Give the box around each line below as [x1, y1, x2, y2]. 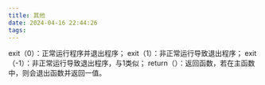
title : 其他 [8, 11, 45, 20]
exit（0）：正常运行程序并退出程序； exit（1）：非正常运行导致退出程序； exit [8, 49, 257, 58]
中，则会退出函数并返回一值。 [8, 68, 106, 78]
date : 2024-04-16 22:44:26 [8, 19, 98, 27]
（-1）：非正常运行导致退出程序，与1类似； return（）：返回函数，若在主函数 [8, 58, 255, 68]
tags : [8, 26, 26, 34]
